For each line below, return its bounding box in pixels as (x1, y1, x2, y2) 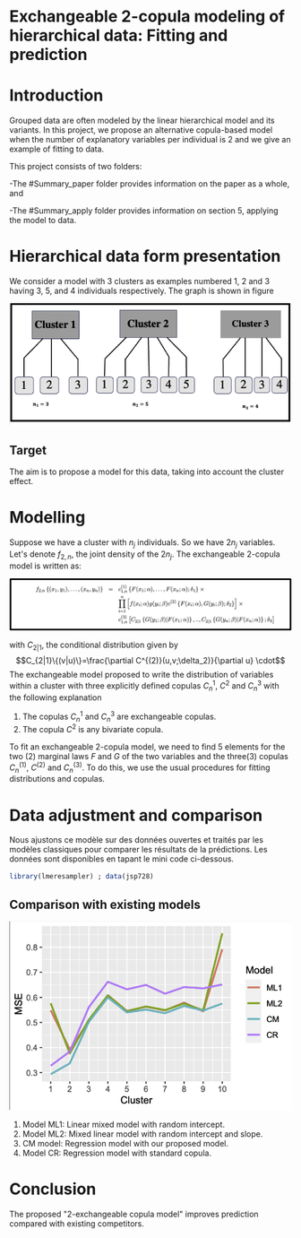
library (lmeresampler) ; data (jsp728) (9, 872, 154, 881)
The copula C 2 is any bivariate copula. (21, 723, 164, 735)
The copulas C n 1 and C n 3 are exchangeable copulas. (21, 709, 217, 723)
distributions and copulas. (9, 774, 106, 784)
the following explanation (9, 692, 102, 703)
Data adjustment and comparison (9, 805, 262, 826)
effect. (9, 476, 34, 487)
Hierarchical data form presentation (9, 247, 281, 266)
